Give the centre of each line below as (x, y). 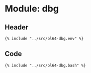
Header (17, 27)
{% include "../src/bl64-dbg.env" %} (44, 38)
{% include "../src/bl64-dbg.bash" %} (45, 65)
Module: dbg (32, 9)
